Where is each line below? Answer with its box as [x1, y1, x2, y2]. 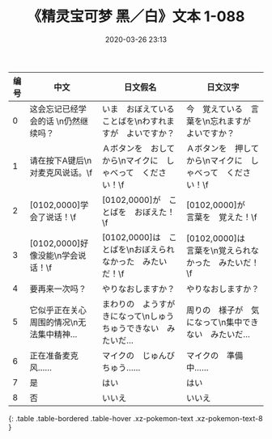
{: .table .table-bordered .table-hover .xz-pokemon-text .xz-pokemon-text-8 [8, 413, 263, 423]
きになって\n [101, 310, 151, 322]
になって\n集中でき [185, 316, 259, 327]
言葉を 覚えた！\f [185, 211, 257, 222]
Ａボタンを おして [101, 142, 176, 154]
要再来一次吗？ [29, 283, 87, 294]
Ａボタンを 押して [185, 142, 260, 154]
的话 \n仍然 [37, 115, 81, 126]
